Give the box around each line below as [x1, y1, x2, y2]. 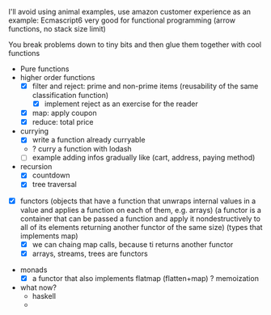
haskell [32, 291, 57, 300]
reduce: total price [32, 117, 94, 127]
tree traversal [32, 180, 77, 189]
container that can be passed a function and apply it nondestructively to [19, 214, 261, 223]
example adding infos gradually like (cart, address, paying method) [32, 153, 256, 163]
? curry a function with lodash [32, 144, 132, 154]
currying [19, 126, 49, 136]
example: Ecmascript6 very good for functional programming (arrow [8, 15, 236, 25]
